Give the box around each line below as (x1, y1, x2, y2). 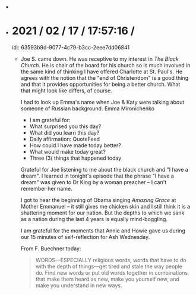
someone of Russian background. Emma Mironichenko (20, 105, 155, 112)
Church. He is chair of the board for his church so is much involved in (20, 61, 191, 69)
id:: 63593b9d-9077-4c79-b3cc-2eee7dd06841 (11, 44, 129, 51)
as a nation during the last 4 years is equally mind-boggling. (20, 215, 168, 222)
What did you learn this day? (29, 129, 100, 136)
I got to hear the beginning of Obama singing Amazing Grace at (20, 196, 176, 203)
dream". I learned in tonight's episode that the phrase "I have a (20, 172, 174, 179)
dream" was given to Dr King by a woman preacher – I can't (20, 178, 167, 185)
